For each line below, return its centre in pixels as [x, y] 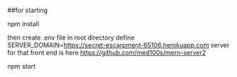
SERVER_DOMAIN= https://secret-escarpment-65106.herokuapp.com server [118, 45]
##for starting [28, 10]
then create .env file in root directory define [71, 37]
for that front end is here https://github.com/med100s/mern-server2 [107, 53]
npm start [22, 66]
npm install [23, 24]
